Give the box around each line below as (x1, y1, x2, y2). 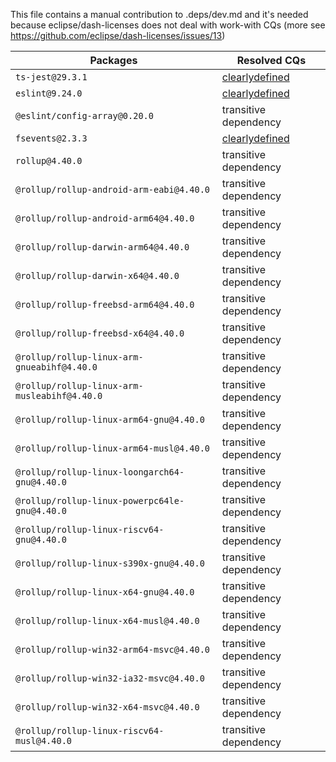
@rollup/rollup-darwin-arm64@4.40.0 (15, 242, 190, 253)
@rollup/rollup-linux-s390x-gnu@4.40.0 (15, 558, 205, 569)
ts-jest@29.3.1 (15, 72, 88, 83)
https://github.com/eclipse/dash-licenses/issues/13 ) (10, 30, 226, 41)
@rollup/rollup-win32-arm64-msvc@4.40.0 (15, 644, 210, 655)
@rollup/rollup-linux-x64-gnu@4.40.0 (15, 587, 195, 598)
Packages (89, 54, 138, 67)
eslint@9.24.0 (15, 88, 83, 99)
